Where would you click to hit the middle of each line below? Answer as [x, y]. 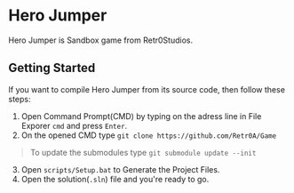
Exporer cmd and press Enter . [74, 125]
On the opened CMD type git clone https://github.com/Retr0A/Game [149, 135]
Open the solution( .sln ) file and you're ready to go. [115, 179]
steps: [20, 99]
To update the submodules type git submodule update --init [143, 152]
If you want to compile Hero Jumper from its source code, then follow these [147, 89]
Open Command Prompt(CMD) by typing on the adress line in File [141, 116]
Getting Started [52, 68]
